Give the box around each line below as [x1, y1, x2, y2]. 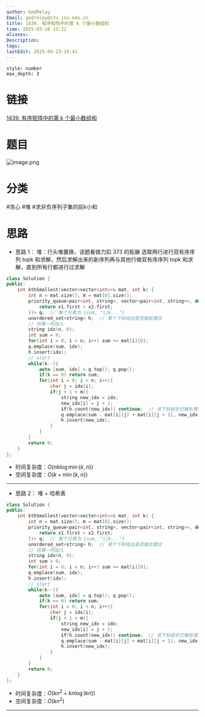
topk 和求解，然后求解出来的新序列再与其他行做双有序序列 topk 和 [22, 256, 188, 263]
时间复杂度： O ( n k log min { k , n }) [15, 463, 93, 470]
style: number [6, 65, 43, 71]
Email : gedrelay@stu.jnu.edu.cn [6, 15, 88, 21]
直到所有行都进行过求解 [26, 263, 85, 270]
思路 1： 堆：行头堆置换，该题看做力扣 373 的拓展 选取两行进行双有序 [15, 248, 190, 255]
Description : [6, 37, 40, 43]
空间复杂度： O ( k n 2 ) [15, 696, 65, 705]
